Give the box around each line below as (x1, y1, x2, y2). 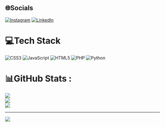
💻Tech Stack (5, 35, 61, 46)
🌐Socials (5, 4, 33, 12)
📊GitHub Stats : (5, 73, 72, 84)
